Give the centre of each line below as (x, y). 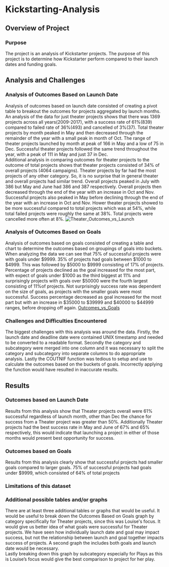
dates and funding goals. (31, 64)
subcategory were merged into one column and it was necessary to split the (85, 348)
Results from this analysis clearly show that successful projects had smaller (84, 462)
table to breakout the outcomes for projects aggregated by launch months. (83, 111)
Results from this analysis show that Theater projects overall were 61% (79, 411)
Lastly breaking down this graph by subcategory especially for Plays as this (84, 554)
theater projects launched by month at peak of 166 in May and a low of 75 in (85, 144)
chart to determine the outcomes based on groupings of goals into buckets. (84, 248)
